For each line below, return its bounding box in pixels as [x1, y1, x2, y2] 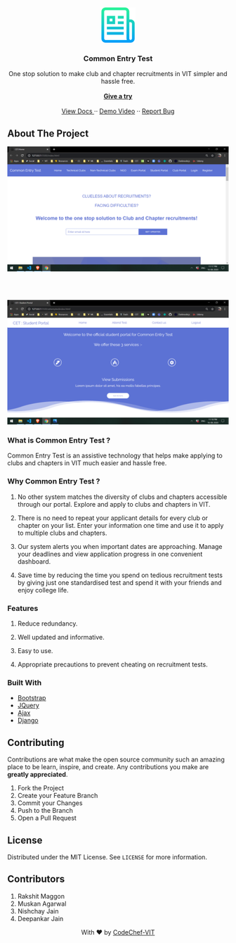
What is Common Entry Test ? [7, 436, 111, 445]
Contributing [7, 736, 65, 749]
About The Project [7, 127, 89, 139]
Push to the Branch [17, 806, 74, 815]
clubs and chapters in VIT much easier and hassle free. [7, 459, 167, 467]
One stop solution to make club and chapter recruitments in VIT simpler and [8, 70, 228, 78]
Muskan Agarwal [17, 899, 67, 908]
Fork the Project [17, 784, 65, 792]
